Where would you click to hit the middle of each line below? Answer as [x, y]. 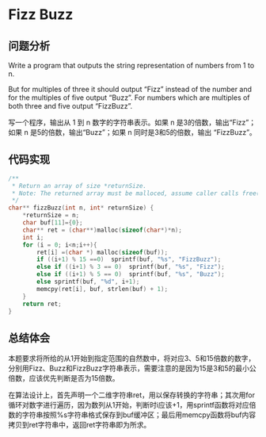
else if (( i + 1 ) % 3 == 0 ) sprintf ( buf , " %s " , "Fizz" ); [131, 267]
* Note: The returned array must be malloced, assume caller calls [125, 193]
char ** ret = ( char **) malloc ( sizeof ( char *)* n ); [102, 230]
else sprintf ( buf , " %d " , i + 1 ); [88, 282]
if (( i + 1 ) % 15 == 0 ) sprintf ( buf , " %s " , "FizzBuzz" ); [129, 259]
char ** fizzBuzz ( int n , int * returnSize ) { [81, 208]
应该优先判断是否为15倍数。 [74, 378]
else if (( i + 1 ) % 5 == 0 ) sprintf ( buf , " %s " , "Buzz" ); [131, 274]
